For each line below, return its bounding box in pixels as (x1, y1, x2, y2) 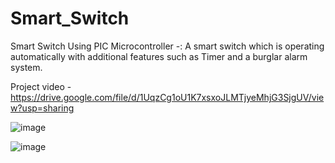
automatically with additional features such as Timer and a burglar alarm (10, 50, 308, 62)
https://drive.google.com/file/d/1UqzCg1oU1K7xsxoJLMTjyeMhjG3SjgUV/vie (10, 91, 325, 103)
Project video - (10, 80, 72, 92)
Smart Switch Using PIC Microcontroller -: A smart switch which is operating (10, 40, 325, 52)
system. (10, 61, 43, 73)
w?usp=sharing (10, 102, 75, 114)
